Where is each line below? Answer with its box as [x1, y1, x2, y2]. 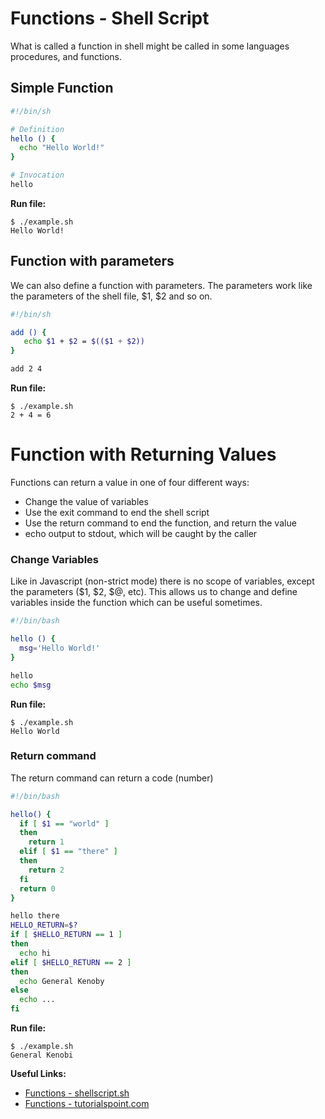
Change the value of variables [24, 496, 149, 507]
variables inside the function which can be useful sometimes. [10, 597, 263, 609]
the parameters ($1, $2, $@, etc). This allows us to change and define [10, 586, 298, 598]
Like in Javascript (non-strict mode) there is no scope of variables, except [10, 575, 315, 587]
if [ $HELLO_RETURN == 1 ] [10, 930, 123, 940]
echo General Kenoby [19, 976, 105, 986]
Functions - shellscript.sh [24, 1087, 130, 1099]
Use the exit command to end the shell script [24, 507, 210, 518]
